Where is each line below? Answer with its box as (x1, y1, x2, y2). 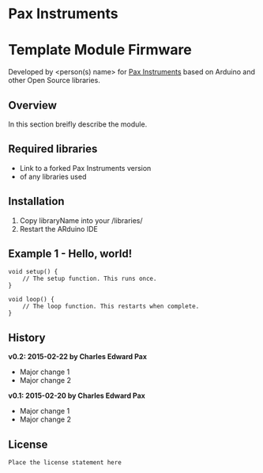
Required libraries (8, 142, 98, 156)
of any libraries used (19, 172, 87, 181)
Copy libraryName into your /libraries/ (19, 215, 144, 225)
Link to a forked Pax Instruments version (19, 163, 152, 172)
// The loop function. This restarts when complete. (22, 302, 200, 311)
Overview (8, 98, 58, 112)
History (8, 331, 46, 344)
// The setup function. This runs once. (22, 274, 157, 283)
